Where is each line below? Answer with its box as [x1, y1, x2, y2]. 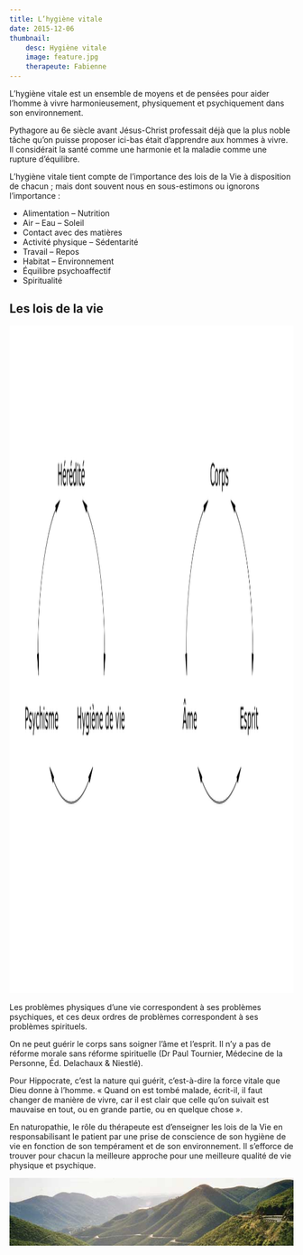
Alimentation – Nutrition [22, 208, 110, 219]
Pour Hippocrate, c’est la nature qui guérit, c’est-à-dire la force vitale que [9, 1075, 281, 1086]
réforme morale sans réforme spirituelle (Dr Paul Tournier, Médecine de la [9, 1048, 283, 1059]
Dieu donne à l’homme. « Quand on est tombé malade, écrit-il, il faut [9, 1084, 263, 1095]
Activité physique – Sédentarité [22, 237, 139, 248]
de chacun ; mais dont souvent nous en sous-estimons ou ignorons [9, 181, 260, 192]
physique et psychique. [9, 1159, 96, 1170]
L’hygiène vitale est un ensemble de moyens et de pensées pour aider [9, 89, 270, 98]
